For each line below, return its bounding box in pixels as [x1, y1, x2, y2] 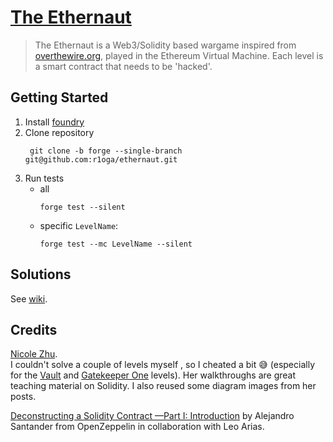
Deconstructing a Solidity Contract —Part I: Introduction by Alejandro [10, 410, 295, 422]
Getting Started [10, 89, 109, 106]
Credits [10, 321, 58, 338]
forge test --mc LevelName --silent [39, 239, 193, 249]
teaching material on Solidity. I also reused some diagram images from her [10, 380, 317, 392]
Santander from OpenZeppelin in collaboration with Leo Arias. [10, 421, 265, 433]
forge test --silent [39, 202, 126, 212]
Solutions [10, 266, 72, 283]
